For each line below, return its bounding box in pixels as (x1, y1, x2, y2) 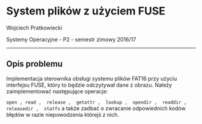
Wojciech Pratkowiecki (6, 24, 63, 31)
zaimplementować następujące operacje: (6, 87, 108, 95)
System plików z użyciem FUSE (6, 4, 166, 18)
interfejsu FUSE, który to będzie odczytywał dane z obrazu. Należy (6, 81, 173, 88)
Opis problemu (6, 59, 63, 69)
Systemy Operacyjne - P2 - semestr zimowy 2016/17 (6, 36, 136, 43)
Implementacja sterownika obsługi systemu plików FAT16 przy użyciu (6, 75, 177, 82)
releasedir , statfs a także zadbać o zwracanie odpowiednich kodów (6, 104, 186, 112)
